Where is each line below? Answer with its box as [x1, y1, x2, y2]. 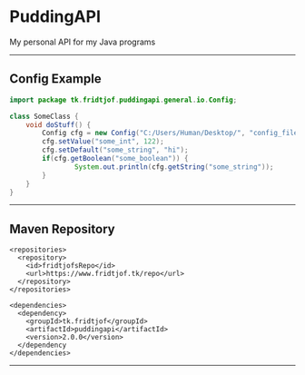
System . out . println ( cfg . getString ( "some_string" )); [74, 162, 274, 172]
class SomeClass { [9, 112, 79, 121]
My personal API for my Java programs [9, 36, 156, 47]
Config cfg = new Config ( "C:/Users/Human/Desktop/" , [42, 129, 246, 138]
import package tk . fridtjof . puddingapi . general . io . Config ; [9, 95, 238, 104]
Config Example [9, 71, 102, 87]
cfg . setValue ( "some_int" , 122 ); [42, 137, 165, 146]
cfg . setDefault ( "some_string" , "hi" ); [42, 145, 189, 155]
